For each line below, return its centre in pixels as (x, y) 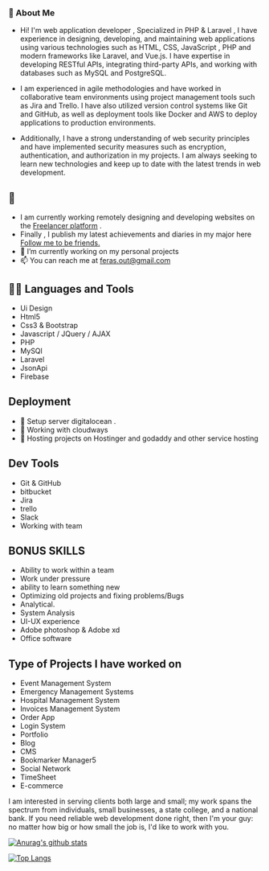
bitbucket (36, 491)
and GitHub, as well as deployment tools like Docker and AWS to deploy (139, 114)
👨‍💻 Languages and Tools (71, 289)
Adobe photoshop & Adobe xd (70, 630)
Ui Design (36, 308)
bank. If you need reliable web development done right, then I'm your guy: (131, 819)
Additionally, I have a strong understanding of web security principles (135, 138)
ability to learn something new (70, 587)
